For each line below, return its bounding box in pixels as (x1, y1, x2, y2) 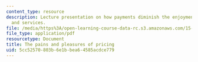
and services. (11, 19, 46, 25)
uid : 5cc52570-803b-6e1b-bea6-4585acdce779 (6, 47, 115, 53)
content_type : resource (6, 8, 65, 15)
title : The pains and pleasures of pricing (6, 42, 115, 48)
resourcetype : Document (6, 36, 65, 42)
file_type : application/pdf (6, 31, 75, 37)
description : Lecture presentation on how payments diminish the (6, 14, 170, 20)
